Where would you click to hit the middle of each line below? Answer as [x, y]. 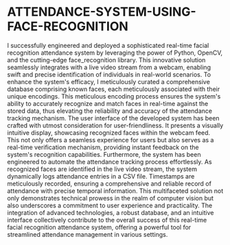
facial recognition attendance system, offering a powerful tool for [99, 227]
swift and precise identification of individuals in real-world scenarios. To [109, 74]
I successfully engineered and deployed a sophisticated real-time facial [108, 45]
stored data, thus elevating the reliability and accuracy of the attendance [110, 111]
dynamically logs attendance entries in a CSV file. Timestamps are [101, 176]
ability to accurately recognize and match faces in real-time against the [108, 103]
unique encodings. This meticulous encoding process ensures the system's [114, 96]
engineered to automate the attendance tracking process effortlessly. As [110, 162]
